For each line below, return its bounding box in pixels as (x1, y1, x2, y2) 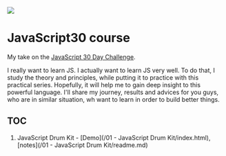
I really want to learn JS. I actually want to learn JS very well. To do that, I (7, 66, 215, 74)
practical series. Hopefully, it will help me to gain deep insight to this (7, 80, 201, 89)
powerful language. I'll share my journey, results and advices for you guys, (7, 88, 219, 96)
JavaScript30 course (7, 30, 131, 46)
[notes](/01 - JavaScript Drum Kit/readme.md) (17, 141, 148, 149)
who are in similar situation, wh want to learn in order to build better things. (7, 95, 220, 103)
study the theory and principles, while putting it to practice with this (7, 73, 199, 82)
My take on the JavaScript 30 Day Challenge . (7, 52, 136, 61)
